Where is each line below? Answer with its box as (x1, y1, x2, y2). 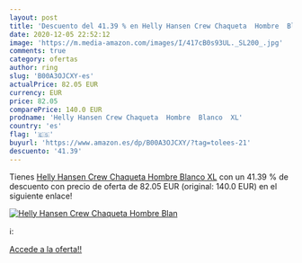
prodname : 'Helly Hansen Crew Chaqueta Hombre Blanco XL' (9, 113, 244, 122)
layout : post (9, 13, 58, 22)
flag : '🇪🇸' (9, 130, 54, 139)
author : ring (9, 64, 58, 73)
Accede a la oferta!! (9, 243, 83, 254)
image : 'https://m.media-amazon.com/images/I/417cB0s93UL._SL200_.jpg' (9, 38, 283, 48)
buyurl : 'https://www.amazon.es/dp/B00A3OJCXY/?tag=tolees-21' (9, 138, 252, 147)
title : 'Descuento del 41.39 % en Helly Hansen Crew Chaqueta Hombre (9, 22, 280, 31)
